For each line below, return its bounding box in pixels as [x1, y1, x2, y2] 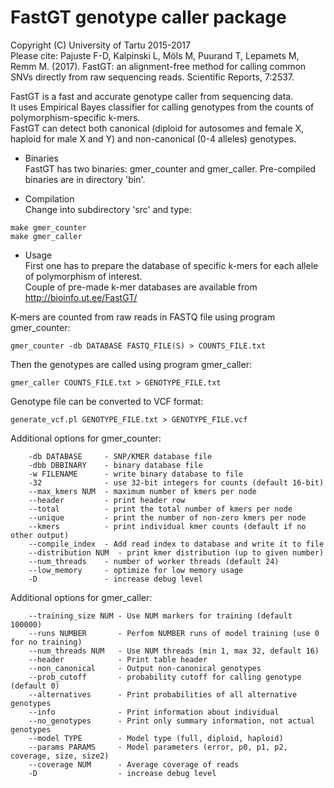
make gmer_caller [10, 231, 83, 241]
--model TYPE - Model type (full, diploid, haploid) [28, 733, 284, 743]
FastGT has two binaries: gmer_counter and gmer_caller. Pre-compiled [24, 162, 317, 175]
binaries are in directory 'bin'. [24, 173, 146, 185]
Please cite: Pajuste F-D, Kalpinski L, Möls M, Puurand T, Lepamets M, [10, 49, 300, 61]
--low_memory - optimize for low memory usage [28, 565, 244, 575]
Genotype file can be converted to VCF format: [10, 395, 204, 407]
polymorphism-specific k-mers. [10, 111, 141, 123]
